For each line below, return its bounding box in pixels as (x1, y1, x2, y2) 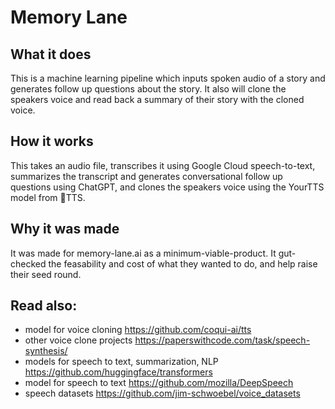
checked (10, 257, 47, 270)
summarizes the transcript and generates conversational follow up (10, 170, 283, 182)
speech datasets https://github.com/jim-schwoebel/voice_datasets (24, 387, 301, 400)
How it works (10, 133, 94, 150)
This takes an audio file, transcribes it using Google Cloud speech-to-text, (10, 159, 316, 171)
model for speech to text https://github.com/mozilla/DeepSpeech (24, 377, 294, 389)
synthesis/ (24, 345, 68, 357)
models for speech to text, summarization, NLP (24, 356, 219, 368)
